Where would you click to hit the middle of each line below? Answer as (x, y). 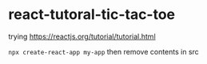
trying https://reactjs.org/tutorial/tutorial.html (82, 36)
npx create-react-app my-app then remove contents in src (104, 51)
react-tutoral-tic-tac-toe (92, 15)
